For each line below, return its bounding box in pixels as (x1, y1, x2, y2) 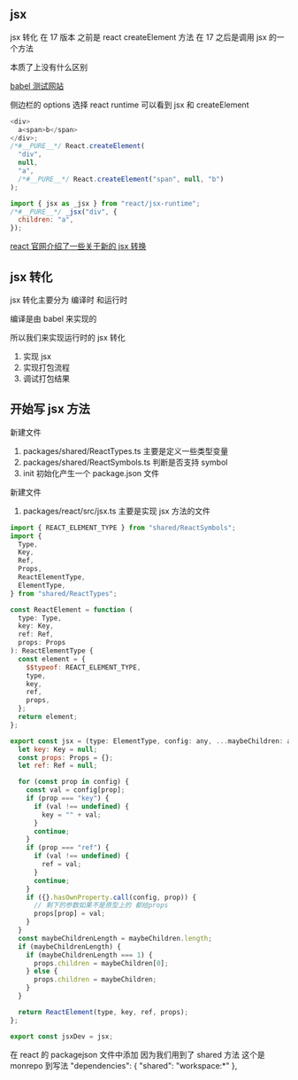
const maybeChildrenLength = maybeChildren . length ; (18, 934, 213, 943)
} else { (26, 967, 58, 976)
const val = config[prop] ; (26, 786, 126, 794)
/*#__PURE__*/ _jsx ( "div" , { (10, 207, 118, 216)
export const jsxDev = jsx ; (10, 1032, 114, 1041)
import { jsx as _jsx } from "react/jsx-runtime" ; (10, 199, 201, 207)
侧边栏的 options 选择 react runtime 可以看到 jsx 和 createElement (10, 99, 249, 110)
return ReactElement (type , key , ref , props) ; (18, 1007, 189, 1016)
